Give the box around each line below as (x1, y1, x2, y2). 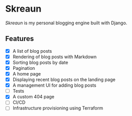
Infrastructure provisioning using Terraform (12, 105, 103, 111)
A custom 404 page (12, 94, 55, 100)
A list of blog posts (12, 48, 52, 54)
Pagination (12, 65, 36, 71)
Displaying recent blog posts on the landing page (12, 76, 116, 83)
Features (5, 34, 34, 43)
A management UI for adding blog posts (12, 82, 96, 89)
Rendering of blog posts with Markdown (12, 54, 97, 60)
